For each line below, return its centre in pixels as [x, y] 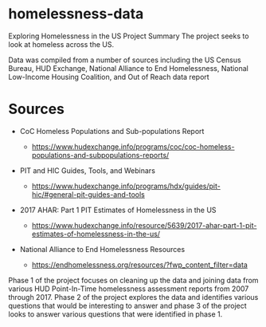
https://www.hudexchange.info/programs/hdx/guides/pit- [126, 186]
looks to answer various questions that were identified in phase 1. [115, 314]
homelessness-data [76, 14]
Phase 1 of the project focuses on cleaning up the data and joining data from [133, 280]
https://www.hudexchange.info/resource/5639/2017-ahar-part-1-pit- [144, 225]
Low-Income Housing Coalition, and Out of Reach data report [109, 77]
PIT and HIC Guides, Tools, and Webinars [87, 170]
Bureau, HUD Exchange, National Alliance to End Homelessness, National [128, 68]
